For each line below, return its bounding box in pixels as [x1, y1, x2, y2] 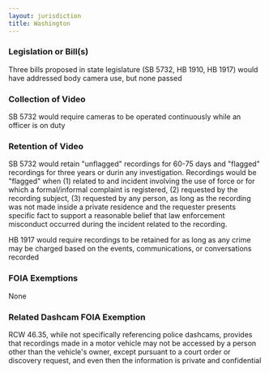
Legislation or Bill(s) [8, 46, 89, 58]
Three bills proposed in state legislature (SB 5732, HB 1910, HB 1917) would [8, 64, 258, 74]
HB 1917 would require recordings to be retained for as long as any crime [8, 235, 251, 245]
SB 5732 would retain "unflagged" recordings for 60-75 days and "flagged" [8, 159, 261, 169]
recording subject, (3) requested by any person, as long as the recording [8, 194, 251, 204]
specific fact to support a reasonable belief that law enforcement [8, 211, 225, 221]
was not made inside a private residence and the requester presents [8, 202, 237, 212]
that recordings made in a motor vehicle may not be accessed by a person [8, 338, 257, 348]
